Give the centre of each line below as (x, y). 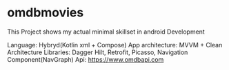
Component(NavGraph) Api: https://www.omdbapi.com (86, 59)
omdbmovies (46, 13)
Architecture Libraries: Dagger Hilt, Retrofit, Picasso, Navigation (98, 52)
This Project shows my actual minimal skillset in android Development (106, 32)
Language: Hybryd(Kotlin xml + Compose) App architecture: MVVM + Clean (115, 45)
